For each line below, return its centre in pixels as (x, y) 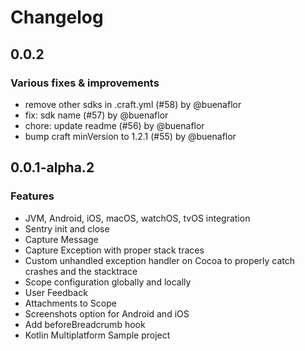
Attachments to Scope (70, 303)
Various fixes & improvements (85, 83)
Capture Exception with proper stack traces (114, 250)
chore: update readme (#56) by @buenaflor (114, 125)
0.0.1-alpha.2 (52, 167)
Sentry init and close (67, 228)
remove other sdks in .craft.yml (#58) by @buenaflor (133, 104)
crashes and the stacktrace (81, 271)
